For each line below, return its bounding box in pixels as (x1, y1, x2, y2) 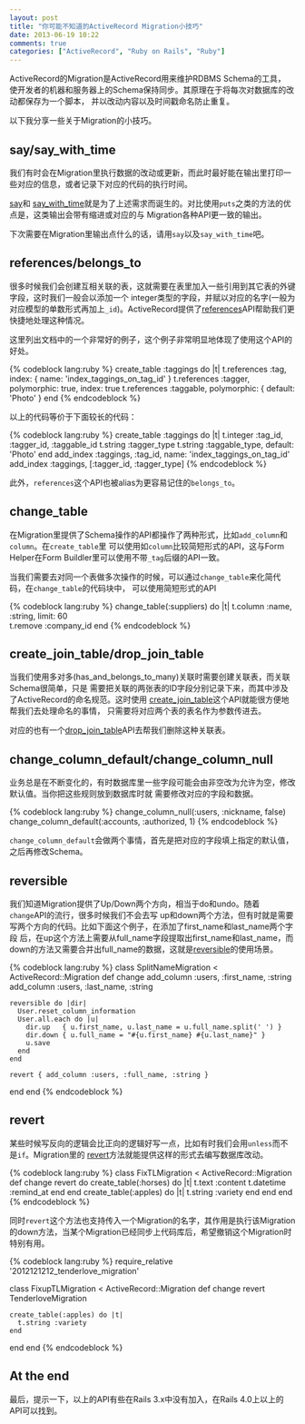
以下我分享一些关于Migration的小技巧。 (9, 115, 157, 126)
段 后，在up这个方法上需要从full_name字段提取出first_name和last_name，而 (9, 933, 294, 943)
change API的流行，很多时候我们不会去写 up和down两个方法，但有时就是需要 (9, 910, 294, 920)
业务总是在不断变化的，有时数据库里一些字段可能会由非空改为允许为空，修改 (9, 777, 296, 788)
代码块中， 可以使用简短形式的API (89, 582, 217, 593)
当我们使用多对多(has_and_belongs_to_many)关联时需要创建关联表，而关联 (9, 671, 290, 682)
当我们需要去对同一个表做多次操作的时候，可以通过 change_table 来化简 (9, 571, 273, 582)
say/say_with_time (9, 142, 116, 157)
